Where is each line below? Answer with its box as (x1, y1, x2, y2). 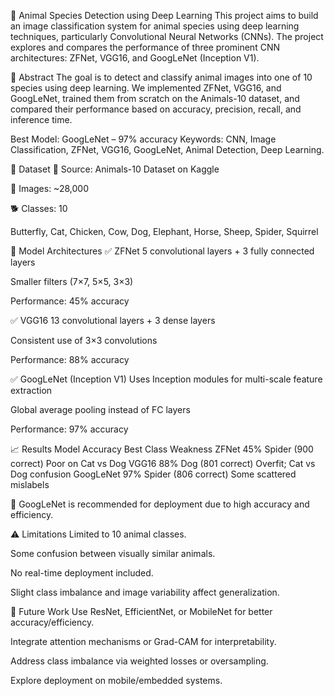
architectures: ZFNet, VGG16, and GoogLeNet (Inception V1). (10, 52, 260, 64)
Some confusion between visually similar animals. (10, 548, 216, 559)
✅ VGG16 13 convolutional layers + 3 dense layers (10, 315, 216, 326)
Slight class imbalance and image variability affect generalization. (10, 586, 280, 598)
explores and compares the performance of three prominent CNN (10, 41, 280, 53)
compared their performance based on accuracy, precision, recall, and (10, 103, 302, 115)
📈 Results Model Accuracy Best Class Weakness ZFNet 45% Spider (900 (10, 443, 314, 455)
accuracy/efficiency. (10, 616, 95, 628)
